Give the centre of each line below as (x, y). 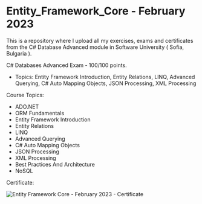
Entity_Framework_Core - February (96, 11)
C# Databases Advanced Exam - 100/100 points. (67, 65)
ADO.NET (27, 106)
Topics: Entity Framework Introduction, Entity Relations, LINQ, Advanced (105, 77)
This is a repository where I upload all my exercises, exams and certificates (100, 40)
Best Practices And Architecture (55, 164)
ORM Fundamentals (40, 113)
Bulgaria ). (19, 53)
